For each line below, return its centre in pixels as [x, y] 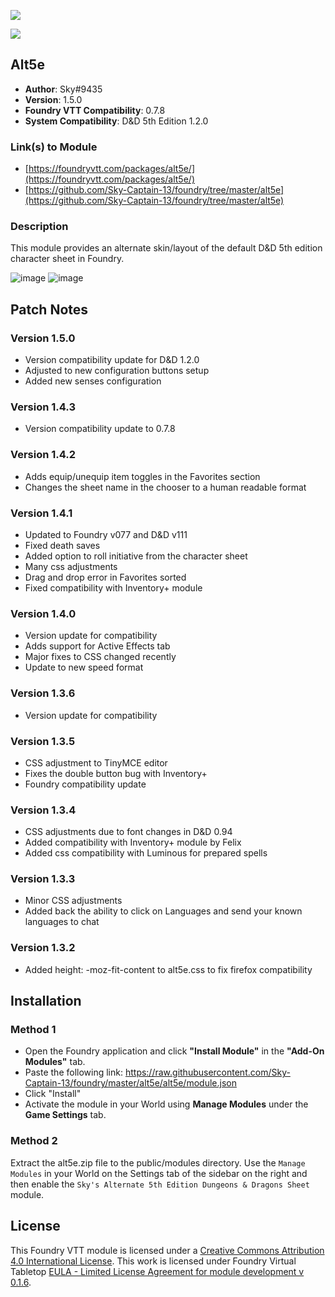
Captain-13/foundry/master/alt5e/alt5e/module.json [130, 1083]
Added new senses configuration [93, 381]
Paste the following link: [73, 1072]
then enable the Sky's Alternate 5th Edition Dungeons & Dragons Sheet [160, 1184]
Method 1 [33, 1030]
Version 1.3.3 [43, 879]
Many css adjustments [71, 566]
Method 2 [34, 1141]
